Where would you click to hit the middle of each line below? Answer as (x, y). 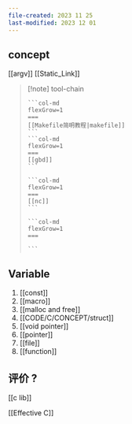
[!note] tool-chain (56, 89)
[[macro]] (35, 301)
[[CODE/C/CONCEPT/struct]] (66, 318)
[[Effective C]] (31, 413)
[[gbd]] (40, 160)
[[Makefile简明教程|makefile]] (76, 126)
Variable (29, 274)
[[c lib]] (20, 397)
